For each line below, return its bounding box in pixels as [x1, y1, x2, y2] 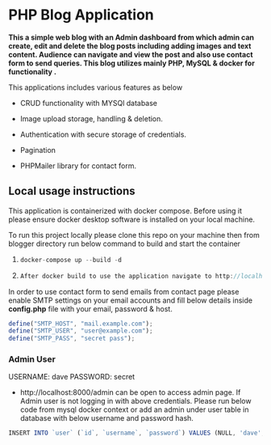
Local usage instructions [8, 184, 135, 198]
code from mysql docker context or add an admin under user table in [19, 405, 249, 414]
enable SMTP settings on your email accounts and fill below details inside [8, 295, 252, 305]
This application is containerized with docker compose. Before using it [8, 206, 243, 215]
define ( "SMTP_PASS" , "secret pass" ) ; [8, 334, 135, 343]
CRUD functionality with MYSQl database [19, 98, 158, 108]
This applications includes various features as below [8, 83, 183, 92]
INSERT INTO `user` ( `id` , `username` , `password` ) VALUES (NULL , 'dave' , [8, 429, 265, 438]
